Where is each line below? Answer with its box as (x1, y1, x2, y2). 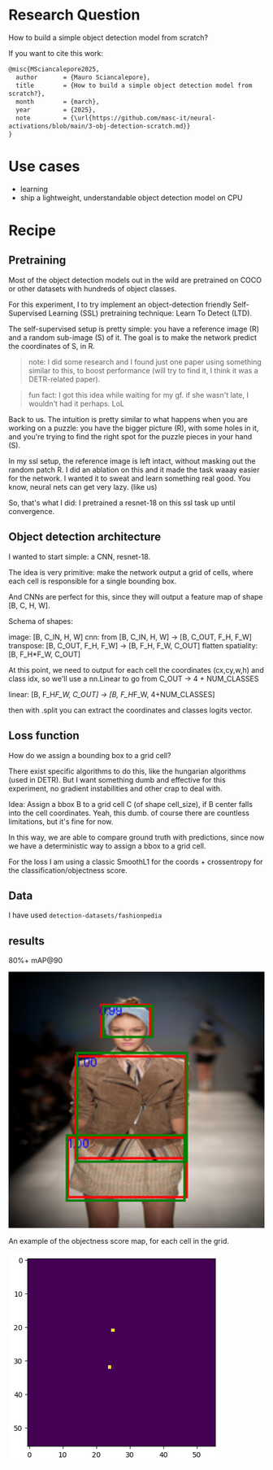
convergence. (8, 506, 55, 516)
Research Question (8, 6, 141, 24)
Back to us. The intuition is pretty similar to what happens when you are (8, 414, 248, 424)
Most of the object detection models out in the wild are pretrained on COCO (8, 275, 262, 285)
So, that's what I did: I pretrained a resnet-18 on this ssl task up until (8, 498, 236, 508)
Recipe (8, 221, 57, 240)
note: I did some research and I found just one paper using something (28, 356, 262, 367)
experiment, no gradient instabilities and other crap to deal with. (8, 783, 223, 793)
